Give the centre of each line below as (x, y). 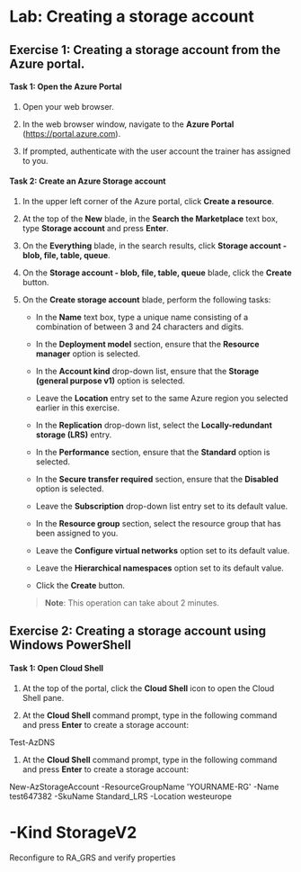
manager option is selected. (88, 354)
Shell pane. (43, 697)
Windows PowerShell (71, 645)
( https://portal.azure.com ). (71, 133)
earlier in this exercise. (77, 408)
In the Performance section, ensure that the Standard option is (153, 452)
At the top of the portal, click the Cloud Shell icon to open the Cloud (148, 688)
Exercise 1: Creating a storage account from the (145, 50)
